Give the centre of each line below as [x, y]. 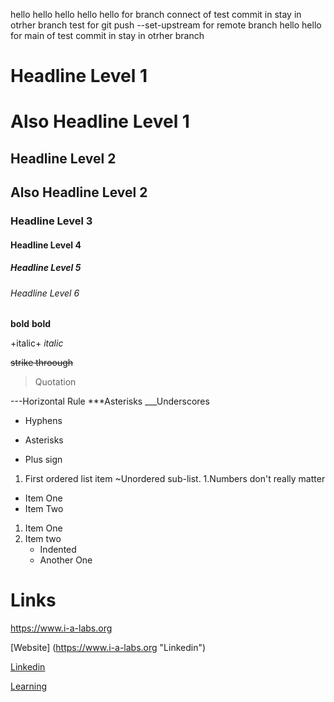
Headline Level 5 [46, 268]
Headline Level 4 [46, 245]
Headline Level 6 [45, 293]
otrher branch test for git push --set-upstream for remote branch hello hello [166, 25]
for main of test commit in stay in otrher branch [107, 35]
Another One [66, 560]
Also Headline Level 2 [79, 192]
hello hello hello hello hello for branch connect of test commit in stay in [156, 14]
